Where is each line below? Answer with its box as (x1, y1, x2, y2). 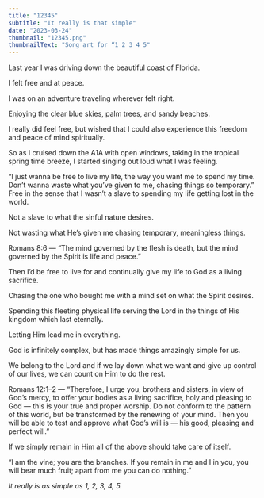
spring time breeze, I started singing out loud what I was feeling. (8, 156, 218, 167)
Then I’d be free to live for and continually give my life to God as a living (8, 267, 243, 277)
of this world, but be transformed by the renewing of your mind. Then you (8, 410, 249, 419)
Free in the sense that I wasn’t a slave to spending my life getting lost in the (8, 189, 254, 198)
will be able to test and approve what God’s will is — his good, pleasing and (8, 418, 254, 428)
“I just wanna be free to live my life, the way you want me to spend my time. (8, 172, 255, 182)
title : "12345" (8, 11, 59, 20)
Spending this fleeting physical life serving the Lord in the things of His (8, 306, 239, 316)
